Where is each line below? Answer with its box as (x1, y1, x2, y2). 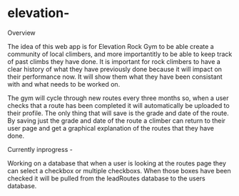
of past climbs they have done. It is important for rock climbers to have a (7, 57, 221, 65)
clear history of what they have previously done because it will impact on (7, 65, 223, 73)
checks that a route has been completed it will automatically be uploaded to (7, 101, 230, 109)
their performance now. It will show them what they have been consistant (7, 72, 223, 81)
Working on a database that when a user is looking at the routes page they (7, 158, 227, 168)
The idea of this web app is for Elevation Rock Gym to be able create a (7, 42, 214, 50)
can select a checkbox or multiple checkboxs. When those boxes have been (7, 166, 231, 175)
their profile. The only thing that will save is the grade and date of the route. (7, 109, 230, 117)
